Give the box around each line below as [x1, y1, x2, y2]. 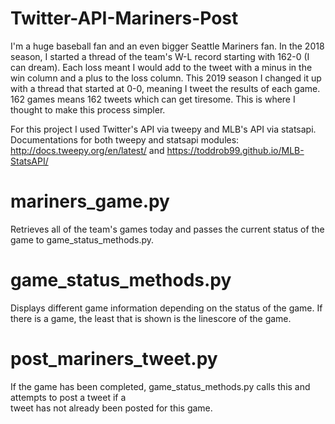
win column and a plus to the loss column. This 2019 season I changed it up [10, 72, 322, 84]
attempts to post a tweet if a [10, 391, 127, 403]
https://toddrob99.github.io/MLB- [166, 144, 305, 156]
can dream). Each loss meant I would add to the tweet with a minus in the [10, 61, 313, 73]
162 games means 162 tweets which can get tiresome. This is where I [10, 93, 296, 105]
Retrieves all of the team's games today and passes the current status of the [10, 223, 325, 235]
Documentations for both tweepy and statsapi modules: [10, 133, 240, 146]
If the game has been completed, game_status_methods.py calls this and [10, 380, 311, 392]
